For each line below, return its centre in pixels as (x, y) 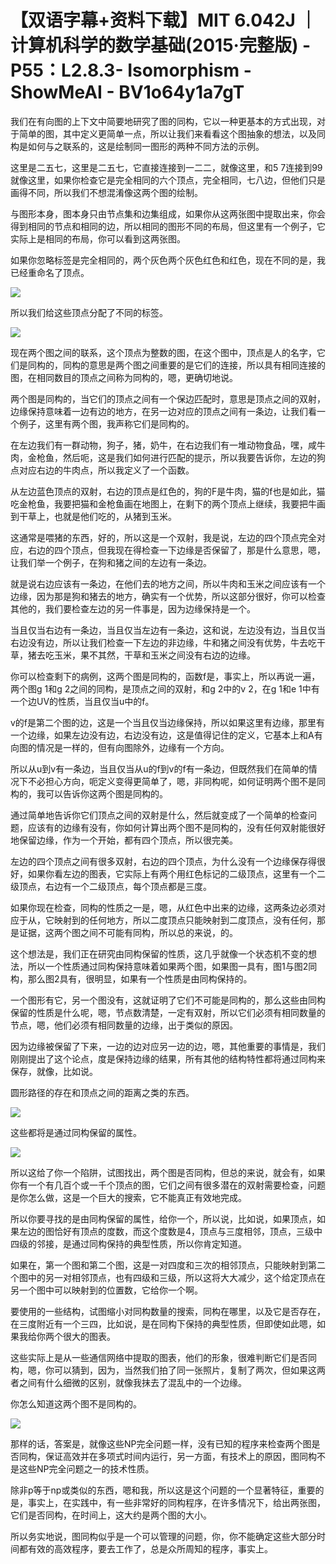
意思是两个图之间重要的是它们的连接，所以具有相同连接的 (207, 365)
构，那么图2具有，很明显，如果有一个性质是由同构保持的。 (131, 978)
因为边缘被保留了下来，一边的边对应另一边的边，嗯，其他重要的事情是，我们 (168, 1046)
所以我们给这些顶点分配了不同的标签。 (89, 312)
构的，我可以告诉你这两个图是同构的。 (89, 793)
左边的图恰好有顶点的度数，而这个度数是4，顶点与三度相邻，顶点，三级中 (170, 1231)
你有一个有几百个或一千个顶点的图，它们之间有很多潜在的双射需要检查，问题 (168, 1185)
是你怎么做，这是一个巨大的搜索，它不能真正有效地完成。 (128, 1197)
